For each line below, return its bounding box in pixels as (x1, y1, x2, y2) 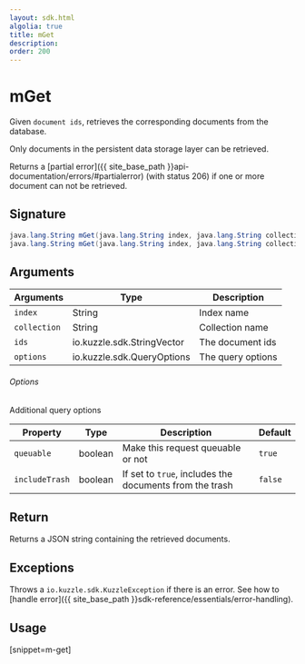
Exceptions (9, 560, 74, 575)
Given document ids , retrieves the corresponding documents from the (9, 116, 270, 127)
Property (22, 426, 62, 439)
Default (258, 426, 291, 439)
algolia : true (9, 22, 64, 31)
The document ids (199, 336, 277, 349)
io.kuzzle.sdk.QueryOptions (72, 351, 191, 363)
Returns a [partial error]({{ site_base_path (9, 161, 166, 173)
